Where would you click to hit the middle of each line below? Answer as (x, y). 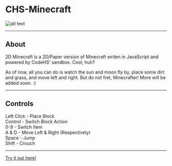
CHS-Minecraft (38, 9)
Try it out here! (21, 158)
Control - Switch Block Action (36, 122)
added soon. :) (21, 83)
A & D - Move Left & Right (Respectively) (48, 132)
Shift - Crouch (20, 143)
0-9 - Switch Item (24, 127)
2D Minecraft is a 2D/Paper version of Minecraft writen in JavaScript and (82, 57)
